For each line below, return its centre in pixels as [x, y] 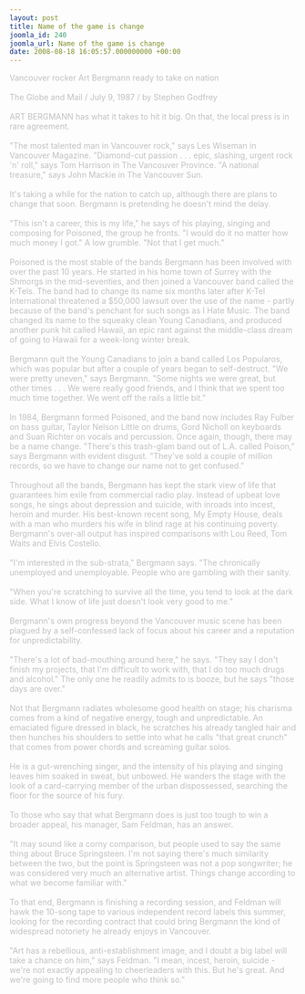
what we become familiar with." [68, 883]
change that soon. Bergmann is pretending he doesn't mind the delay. [140, 204]
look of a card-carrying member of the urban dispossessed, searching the [149, 786]
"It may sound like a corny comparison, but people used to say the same [145, 844]
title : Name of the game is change [77, 26]
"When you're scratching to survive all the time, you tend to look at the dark [151, 592]
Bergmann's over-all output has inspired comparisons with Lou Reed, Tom [148, 534]
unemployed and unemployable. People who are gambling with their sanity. [150, 572]
